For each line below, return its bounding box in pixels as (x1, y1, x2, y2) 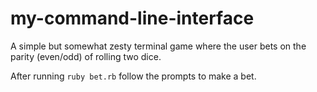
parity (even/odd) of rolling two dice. (10, 50, 162, 62)
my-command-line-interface (10, 7, 255, 30)
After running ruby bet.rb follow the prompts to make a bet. (10, 70, 257, 82)
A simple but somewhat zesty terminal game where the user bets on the (10, 40, 307, 52)
